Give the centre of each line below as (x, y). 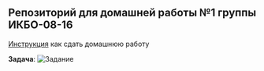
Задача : (22, 59)
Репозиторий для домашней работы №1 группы (132, 13)
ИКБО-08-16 (41, 25)
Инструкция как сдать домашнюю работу (79, 44)
